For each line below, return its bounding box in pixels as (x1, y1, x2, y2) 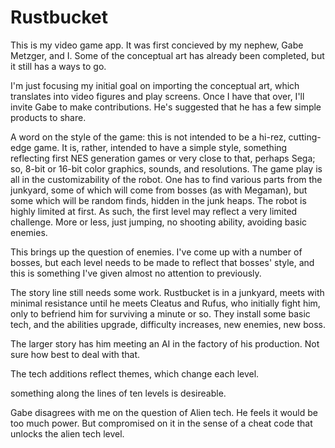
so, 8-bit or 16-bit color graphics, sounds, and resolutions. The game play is (10, 162, 323, 175)
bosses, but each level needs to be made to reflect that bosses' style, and (10, 256, 315, 268)
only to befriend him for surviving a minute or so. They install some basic (10, 307, 311, 320)
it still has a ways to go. (10, 60, 107, 72)
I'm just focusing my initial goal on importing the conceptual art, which (10, 79, 300, 91)
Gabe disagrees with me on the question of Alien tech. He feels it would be (10, 406, 318, 418)
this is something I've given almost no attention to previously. (10, 267, 262, 279)
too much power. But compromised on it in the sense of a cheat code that (10, 417, 313, 429)
